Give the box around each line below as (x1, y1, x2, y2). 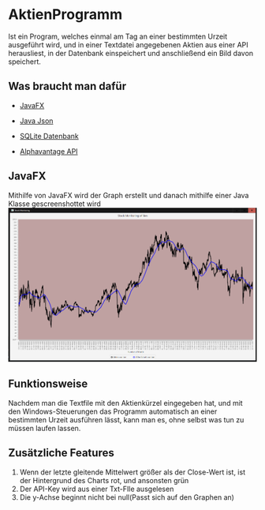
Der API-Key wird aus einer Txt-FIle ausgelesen (19, 484, 174, 493)
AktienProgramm (8, 6, 123, 24)
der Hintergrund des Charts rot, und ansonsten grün (19, 475, 189, 485)
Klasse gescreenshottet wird (8, 199, 101, 208)
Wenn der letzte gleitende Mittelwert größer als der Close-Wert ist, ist (19, 467, 246, 477)
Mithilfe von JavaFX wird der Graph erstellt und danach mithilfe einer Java (8, 190, 249, 200)
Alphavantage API (19, 146, 78, 156)
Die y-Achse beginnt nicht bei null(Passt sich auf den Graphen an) (19, 492, 235, 502)
